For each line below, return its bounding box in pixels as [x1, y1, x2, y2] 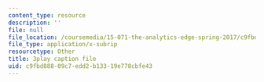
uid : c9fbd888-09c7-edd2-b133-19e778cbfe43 [8, 62, 153, 70]
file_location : [8, 33, 58, 41]
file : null [8, 26, 44, 34]
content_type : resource [8, 11, 86, 20]
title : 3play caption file [8, 55, 97, 63]
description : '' [8, 19, 61, 27]
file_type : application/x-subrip [8, 41, 118, 48]
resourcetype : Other [8, 48, 76, 55]
